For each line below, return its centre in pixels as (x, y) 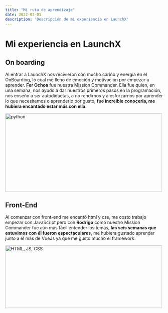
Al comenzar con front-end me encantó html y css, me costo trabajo (76, 217)
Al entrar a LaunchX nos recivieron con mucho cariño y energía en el (76, 74)
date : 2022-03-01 (23, 15)
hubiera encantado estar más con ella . (46, 106)
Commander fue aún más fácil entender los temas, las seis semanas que (81, 228)
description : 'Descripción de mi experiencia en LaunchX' (67, 19)
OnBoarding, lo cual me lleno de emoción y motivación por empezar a (77, 80)
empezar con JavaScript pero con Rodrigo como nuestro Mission (73, 222)
